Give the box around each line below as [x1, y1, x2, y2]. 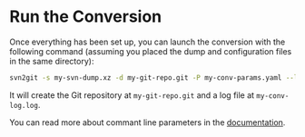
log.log [9, 101, 39, 110]
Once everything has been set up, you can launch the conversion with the [9, 36, 286, 47]
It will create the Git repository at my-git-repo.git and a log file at [9, 89, 255, 101]
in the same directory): [9, 55, 94, 66]
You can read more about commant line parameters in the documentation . [9, 116, 286, 128]
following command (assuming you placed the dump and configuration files [9, 45, 292, 56]
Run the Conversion [9, 6, 162, 27]
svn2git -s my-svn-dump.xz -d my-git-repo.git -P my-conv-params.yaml [9, 73, 282, 83]
